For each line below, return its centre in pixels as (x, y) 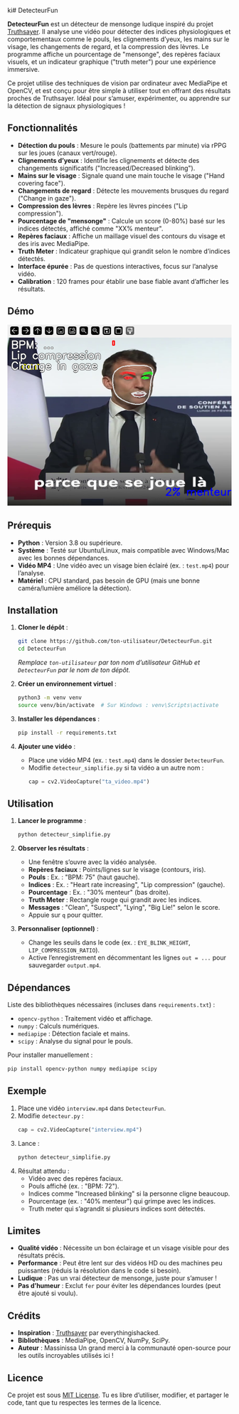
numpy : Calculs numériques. (58, 1026)
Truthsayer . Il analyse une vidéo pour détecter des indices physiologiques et (119, 32)
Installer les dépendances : (58, 718)
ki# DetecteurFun (33, 10)
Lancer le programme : (52, 821)
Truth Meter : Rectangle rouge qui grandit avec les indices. (115, 900)
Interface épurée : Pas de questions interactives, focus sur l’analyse (118, 266)
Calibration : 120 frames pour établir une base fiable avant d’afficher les (123, 281)
